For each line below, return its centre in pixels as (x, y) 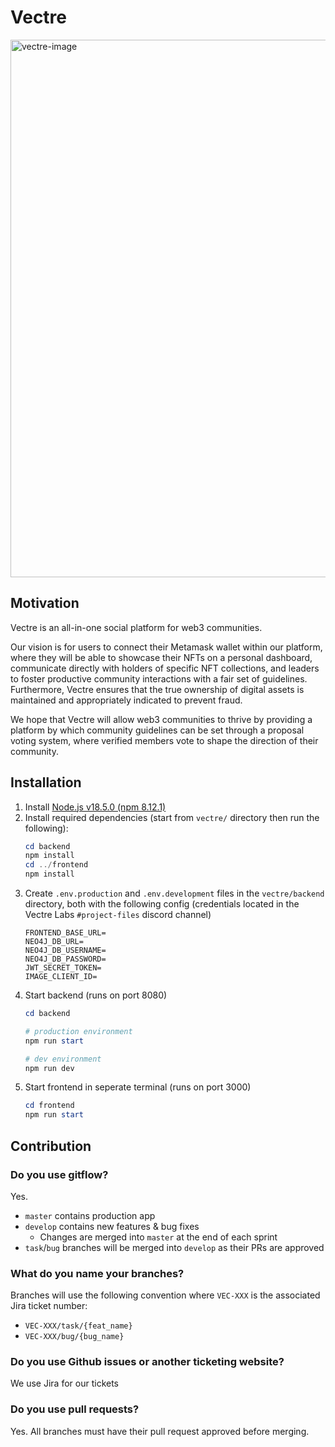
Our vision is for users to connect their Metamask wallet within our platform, (166, 647)
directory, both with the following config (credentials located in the (162, 904)
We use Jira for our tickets (64, 1383)
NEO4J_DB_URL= (54, 942)
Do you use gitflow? (59, 1174)
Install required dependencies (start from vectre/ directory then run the (172, 817)
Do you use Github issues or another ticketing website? (147, 1362)
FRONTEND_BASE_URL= (65, 933)
